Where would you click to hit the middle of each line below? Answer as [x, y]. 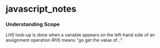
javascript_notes [41, 9]
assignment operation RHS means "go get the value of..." [64, 40]
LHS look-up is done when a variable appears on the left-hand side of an [80, 35]
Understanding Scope [33, 24]
